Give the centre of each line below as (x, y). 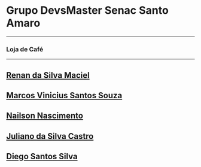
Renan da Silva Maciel (48, 75)
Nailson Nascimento (45, 116)
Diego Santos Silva (42, 157)
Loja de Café (25, 49)
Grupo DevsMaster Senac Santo (87, 10)
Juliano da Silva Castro (50, 136)
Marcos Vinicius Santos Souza (64, 95)
